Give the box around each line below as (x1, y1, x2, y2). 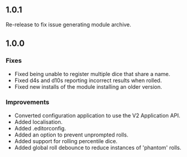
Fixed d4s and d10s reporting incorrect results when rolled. (14, 77, 162, 84)
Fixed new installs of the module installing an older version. (14, 83, 163, 90)
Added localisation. (14, 118, 63, 126)
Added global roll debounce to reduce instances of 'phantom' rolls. (14, 144, 182, 151)
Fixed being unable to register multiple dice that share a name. (14, 70, 171, 77)
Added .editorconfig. (14, 124, 67, 132)
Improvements (5, 98, 50, 106)
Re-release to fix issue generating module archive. (5, 21, 131, 28)
